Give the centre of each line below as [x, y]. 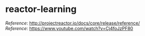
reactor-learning [41, 9]
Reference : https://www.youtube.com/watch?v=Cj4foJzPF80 [69, 28]
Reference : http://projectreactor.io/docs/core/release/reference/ [72, 23]
